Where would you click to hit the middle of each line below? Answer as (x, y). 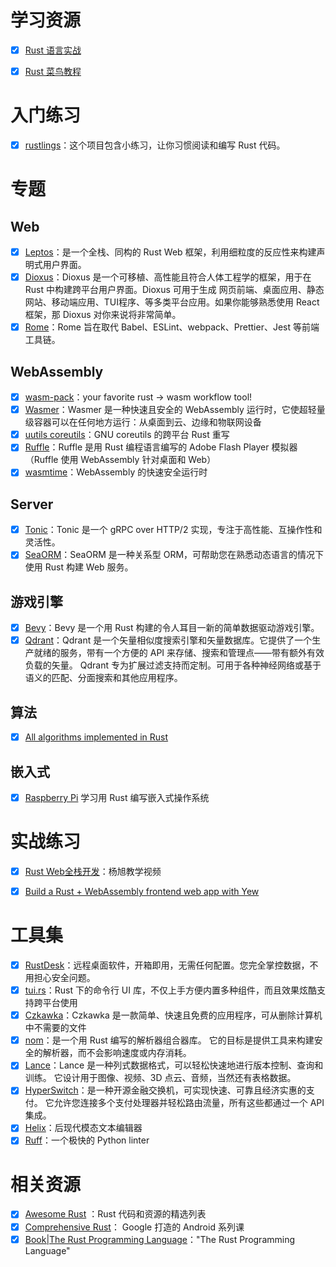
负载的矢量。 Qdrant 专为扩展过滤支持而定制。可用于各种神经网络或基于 (173, 665)
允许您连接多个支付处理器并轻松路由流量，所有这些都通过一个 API (189, 1103)
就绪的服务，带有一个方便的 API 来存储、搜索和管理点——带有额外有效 (179, 653)
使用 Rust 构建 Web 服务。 (79, 567)
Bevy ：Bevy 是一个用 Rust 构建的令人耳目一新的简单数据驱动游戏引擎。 (172, 628)
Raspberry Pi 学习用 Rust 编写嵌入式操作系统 (117, 797)
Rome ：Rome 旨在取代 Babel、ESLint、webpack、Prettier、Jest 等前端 (172, 327)
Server (32, 504)
